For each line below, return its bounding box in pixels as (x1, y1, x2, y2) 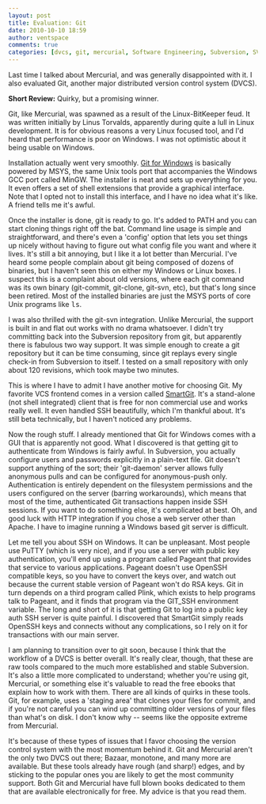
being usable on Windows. (8, 143, 95, 152)
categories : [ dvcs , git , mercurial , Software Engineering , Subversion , (8, 48, 249, 56)
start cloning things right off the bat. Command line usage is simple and (8, 224, 241, 233)
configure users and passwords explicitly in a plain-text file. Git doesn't (8, 455, 241, 464)
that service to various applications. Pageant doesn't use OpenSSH (8, 563, 228, 572)
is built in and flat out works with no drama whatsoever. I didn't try (8, 324, 224, 332)
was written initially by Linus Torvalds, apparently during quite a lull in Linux (8, 118, 255, 127)
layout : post (8, 11, 51, 20)
